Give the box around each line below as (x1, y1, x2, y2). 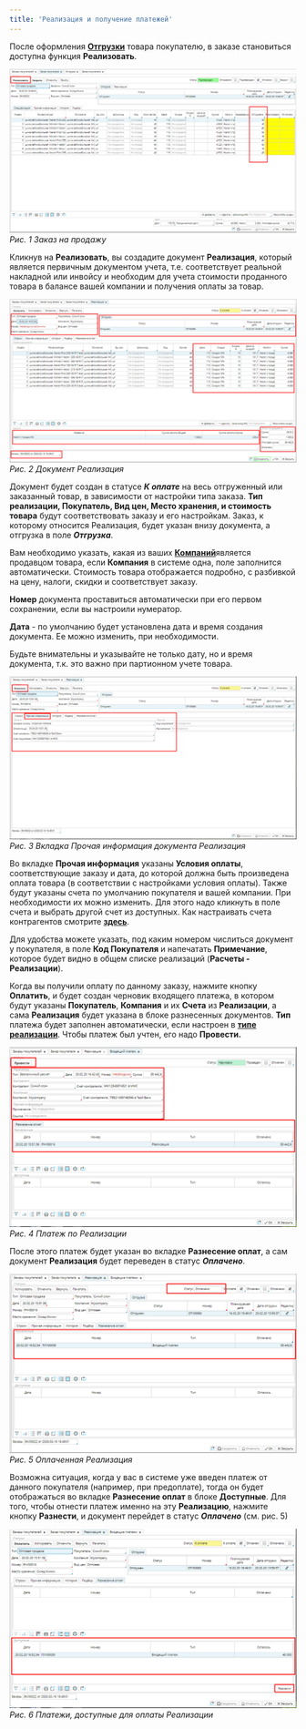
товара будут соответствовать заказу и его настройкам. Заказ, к (9, 510, 264, 521)
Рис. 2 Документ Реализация (9, 463, 125, 474)
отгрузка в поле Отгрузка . (9, 529, 114, 540)
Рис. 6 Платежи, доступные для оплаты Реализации (9, 1709, 214, 1720)
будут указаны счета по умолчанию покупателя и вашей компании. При (9, 887, 291, 898)
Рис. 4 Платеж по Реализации (9, 1228, 127, 1239)
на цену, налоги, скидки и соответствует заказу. (9, 576, 199, 587)
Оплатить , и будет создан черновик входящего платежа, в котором (9, 990, 275, 1001)
